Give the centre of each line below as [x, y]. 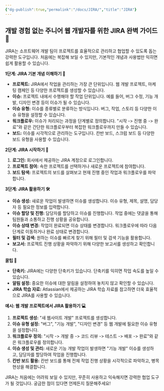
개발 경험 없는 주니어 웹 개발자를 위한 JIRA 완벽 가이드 [82, 31]
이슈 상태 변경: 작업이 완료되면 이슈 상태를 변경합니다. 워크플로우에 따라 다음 [84, 226]
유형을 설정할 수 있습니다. [42, 115]
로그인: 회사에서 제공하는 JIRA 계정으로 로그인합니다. [63, 160]
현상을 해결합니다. [29, 367]
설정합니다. [28, 330]
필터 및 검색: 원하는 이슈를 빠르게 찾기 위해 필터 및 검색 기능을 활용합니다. [82, 238]
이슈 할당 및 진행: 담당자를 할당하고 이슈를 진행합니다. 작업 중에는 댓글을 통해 [85, 213]
